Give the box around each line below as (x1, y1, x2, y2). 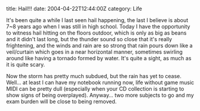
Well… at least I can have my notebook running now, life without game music (6, 79, 195, 86)
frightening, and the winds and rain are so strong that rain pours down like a (6, 42, 193, 49)
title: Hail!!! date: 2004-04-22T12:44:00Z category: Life (6, 5, 142, 12)
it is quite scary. (6, 61, 45, 68)
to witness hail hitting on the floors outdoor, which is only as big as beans (6, 29, 187, 36)
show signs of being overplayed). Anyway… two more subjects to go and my (6, 92, 194, 98)
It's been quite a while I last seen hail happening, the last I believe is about (6, 17, 189, 23)
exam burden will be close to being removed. (6, 98, 117, 105)
